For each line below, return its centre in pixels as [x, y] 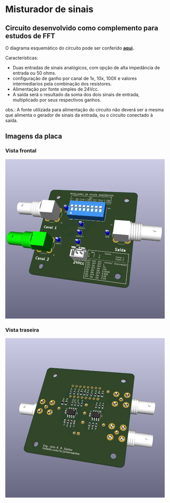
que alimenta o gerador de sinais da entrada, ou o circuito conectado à [79, 115]
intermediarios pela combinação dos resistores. [62, 84]
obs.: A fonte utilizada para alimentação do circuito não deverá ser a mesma [84, 110]
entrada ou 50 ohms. [34, 73]
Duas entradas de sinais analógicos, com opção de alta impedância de [86, 68]
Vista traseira [22, 330]
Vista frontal [21, 151]
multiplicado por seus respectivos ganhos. [57, 100]
